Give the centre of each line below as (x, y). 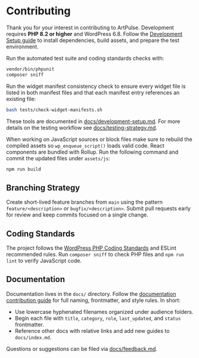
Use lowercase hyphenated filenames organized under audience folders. (104, 311)
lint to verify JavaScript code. (44, 261)
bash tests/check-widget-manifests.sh (54, 110)
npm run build (24, 169)
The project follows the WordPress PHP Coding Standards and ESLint (91, 248)
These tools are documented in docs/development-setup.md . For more (93, 121)
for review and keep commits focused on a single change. (77, 215)
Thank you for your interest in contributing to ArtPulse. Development (90, 27)
